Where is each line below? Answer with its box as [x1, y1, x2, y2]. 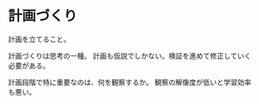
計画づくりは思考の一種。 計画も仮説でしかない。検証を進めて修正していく [8, 51, 252, 60]
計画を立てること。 [8, 34, 71, 44]
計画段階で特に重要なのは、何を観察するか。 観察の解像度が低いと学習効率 [8, 77, 252, 87]
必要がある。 [8, 60, 50, 70]
